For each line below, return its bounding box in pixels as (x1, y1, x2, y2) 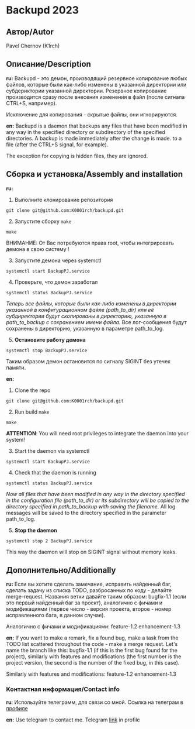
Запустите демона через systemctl (14, 257, 102, 264)
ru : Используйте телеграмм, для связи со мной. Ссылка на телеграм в (6, 699, 184, 706)
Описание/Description (6, 59, 92, 69)
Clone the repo (14, 387, 51, 394)
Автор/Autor (6, 27, 54, 37)
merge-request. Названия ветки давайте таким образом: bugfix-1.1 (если (6, 593, 187, 600)
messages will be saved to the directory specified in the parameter (6, 509, 167, 516)
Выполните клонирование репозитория (14, 196, 113, 203)
